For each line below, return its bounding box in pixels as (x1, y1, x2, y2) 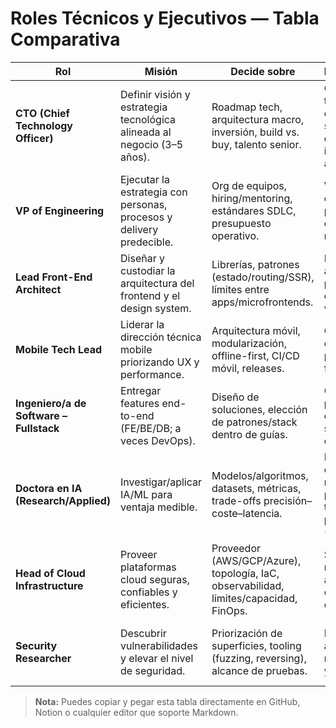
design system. (120, 301, 192, 315)
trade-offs (211, 493, 262, 507)
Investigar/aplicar (120, 475, 202, 489)
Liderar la (120, 317, 165, 331)
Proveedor (211, 541, 261, 555)
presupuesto (211, 216, 272, 230)
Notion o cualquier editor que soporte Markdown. (34, 706, 239, 718)
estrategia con (120, 185, 188, 199)
